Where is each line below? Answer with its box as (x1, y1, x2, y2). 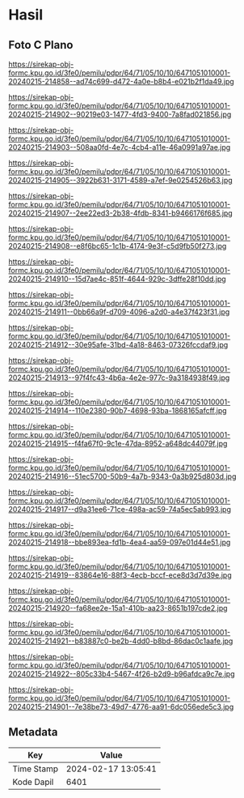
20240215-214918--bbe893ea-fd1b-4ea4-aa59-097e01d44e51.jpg (8, 537, 231, 547)
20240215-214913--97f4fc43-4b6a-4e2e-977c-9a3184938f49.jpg (8, 373, 230, 382)
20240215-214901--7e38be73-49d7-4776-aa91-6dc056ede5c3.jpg (8, 702, 234, 711)
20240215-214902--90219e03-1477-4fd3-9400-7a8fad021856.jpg (8, 109, 232, 119)
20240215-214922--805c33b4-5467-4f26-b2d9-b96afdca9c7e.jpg (8, 669, 235, 678)
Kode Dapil (12, 776, 54, 787)
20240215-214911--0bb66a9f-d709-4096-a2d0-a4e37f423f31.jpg (8, 307, 230, 317)
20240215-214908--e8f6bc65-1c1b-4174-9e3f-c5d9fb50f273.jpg (8, 241, 227, 250)
